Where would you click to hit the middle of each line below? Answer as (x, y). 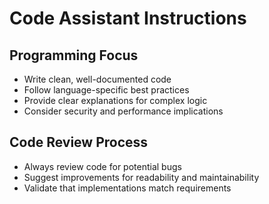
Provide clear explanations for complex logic (115, 100)
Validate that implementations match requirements (127, 188)
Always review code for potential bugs (102, 166)
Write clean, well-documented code (97, 79)
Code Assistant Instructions (128, 18)
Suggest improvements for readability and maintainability (141, 177)
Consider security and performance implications (123, 111)
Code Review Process (79, 142)
